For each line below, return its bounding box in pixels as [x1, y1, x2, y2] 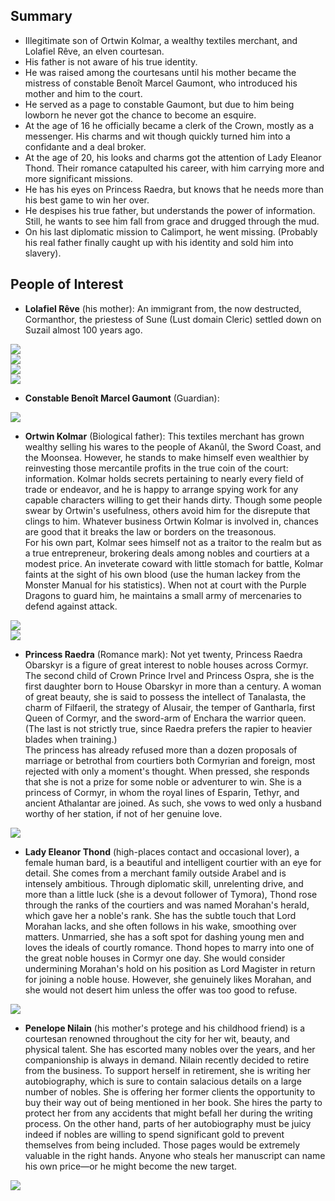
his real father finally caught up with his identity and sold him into [24, 236, 294, 248]
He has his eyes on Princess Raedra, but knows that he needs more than [24, 183, 325, 195]
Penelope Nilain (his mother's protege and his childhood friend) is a [24, 1022, 306, 1034]
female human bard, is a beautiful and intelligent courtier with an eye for [24, 856, 322, 868]
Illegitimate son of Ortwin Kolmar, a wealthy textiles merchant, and [24, 34, 298, 46]
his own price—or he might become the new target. [24, 1160, 238, 1172]
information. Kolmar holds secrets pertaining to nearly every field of [24, 472, 304, 484]
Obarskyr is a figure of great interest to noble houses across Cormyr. [24, 659, 309, 671]
